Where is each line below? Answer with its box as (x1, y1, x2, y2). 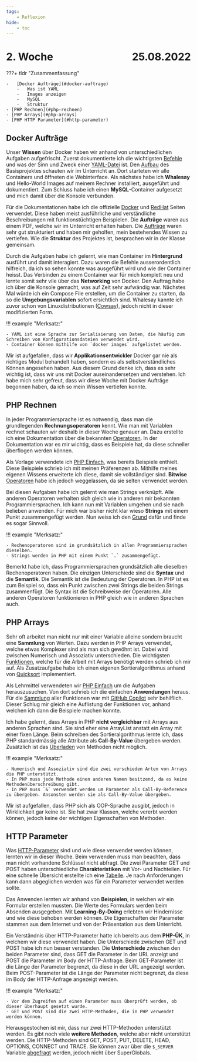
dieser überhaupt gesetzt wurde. (6, 1004, 88, 1010)
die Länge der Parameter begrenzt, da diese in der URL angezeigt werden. (6, 963, 186, 970)
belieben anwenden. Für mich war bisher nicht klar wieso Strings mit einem (6, 507, 189, 514)
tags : (6, 8, 19, 15)
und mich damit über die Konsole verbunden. (6, 192, 116, 199)
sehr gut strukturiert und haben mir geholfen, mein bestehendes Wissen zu (6, 228, 188, 236)
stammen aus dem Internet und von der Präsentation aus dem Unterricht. (6, 920, 183, 928)
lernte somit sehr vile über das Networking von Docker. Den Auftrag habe (6, 277, 185, 284)
